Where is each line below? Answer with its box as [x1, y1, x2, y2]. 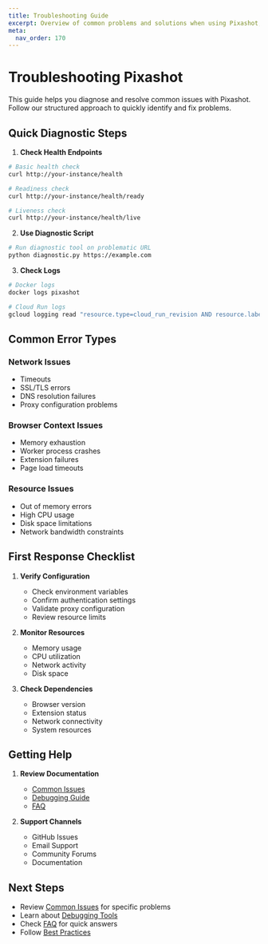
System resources [31, 725, 92, 734]
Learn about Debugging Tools [19, 910, 118, 920]
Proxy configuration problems [19, 400, 118, 409]
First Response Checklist [8, 550, 136, 563]
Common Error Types [8, 332, 117, 346]
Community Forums [31, 849, 97, 859]
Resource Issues [8, 484, 74, 495]
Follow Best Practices [19, 927, 92, 938]
